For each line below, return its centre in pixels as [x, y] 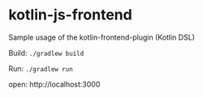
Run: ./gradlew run [41, 68]
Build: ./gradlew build [46, 53]
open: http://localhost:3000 [54, 84]
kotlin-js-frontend [70, 15]
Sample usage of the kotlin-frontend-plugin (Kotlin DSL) [101, 37]
